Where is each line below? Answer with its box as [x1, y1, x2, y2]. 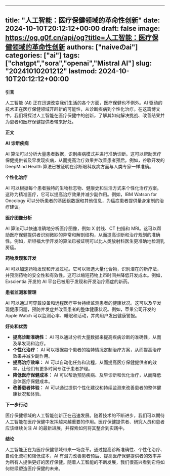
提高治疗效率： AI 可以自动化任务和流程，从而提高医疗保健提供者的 [12, 359, 153, 365]
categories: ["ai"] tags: [5, 51, 80, 60]
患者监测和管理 [5, 289, 36, 295]
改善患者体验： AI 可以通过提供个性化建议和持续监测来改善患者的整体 [12, 385, 157, 391]
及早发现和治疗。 [12, 340, 49, 346]
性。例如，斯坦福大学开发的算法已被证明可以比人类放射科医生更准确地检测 [5, 238, 160, 244]
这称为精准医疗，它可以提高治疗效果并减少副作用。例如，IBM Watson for [5, 191, 157, 197]
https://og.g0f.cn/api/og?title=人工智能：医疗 [5, 33, 152, 42]
